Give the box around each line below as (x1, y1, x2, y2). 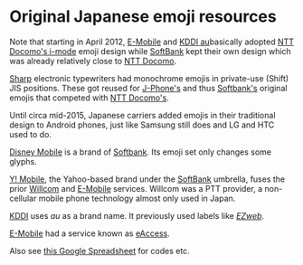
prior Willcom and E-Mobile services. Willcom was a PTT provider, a (9, 183, 263, 194)
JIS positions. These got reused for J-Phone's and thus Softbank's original (9, 82, 288, 93)
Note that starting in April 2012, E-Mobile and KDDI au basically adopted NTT (9, 36, 295, 47)
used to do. (9, 128, 52, 139)
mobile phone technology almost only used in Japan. (38, 193, 236, 203)
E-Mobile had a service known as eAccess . (9, 228, 170, 239)
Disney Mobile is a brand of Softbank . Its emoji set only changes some (9, 147, 271, 157)
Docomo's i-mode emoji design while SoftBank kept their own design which (9, 45, 291, 56)
